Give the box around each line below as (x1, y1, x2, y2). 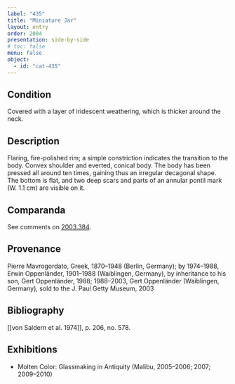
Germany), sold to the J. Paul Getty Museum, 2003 (7, 284, 154, 293)
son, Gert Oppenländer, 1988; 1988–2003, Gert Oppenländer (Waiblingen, (7, 276, 220, 285)
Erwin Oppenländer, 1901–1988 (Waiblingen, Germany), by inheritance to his (7, 269, 227, 278)
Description (7, 135, 60, 147)
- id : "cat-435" (13, 63, 61, 70)
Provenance (7, 243, 62, 255)
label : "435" (7, 10, 46, 18)
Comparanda (7, 204, 66, 216)
